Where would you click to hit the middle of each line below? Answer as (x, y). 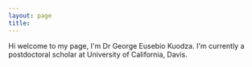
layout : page (30, 16)
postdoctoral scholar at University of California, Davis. (98, 54)
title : (19, 23)
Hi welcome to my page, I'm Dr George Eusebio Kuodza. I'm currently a (126, 45)
